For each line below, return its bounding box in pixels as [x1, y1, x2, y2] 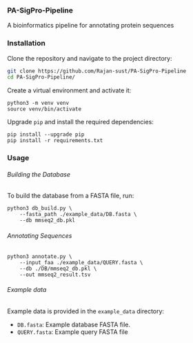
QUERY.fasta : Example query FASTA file [17, 327, 129, 336]
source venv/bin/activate [7, 106, 81, 112]
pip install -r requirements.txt [7, 137, 103, 144]
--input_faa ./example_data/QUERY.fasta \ [19, 259, 143, 266]
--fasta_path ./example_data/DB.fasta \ [19, 211, 137, 218]
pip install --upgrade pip [7, 131, 85, 138]
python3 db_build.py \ [7, 205, 72, 212]
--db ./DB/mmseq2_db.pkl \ [19, 265, 97, 272]
